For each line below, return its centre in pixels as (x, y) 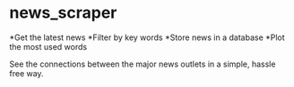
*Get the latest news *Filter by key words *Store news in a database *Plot (147, 37)
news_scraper (63, 13)
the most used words (48, 46)
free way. (26, 73)
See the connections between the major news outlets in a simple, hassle (143, 64)
